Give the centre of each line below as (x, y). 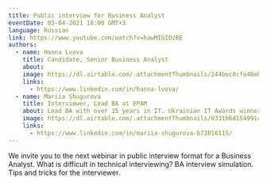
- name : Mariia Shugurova (58, 96)
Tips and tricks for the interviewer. (64, 172)
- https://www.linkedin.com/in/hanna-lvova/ (104, 89)
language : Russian (39, 30)
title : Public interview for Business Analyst (87, 15)
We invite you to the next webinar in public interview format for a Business (130, 156)
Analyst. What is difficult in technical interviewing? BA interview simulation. (131, 164)
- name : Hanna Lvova (49, 52)
